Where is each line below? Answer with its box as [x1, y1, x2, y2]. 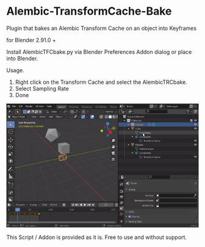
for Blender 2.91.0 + [6, 36, 56, 43]
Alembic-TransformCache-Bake [6, 4, 172, 18]
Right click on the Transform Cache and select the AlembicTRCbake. [15, 78, 187, 86]
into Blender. [6, 54, 38, 62]
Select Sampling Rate [15, 84, 69, 92]
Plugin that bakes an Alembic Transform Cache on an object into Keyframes [6, 24, 197, 32]
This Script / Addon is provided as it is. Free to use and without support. [6, 234, 187, 241]
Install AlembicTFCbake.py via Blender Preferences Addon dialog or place [6, 48, 192, 56]
